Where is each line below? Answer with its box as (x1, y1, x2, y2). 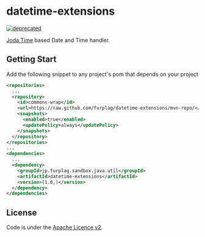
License (6, 207, 37, 218)
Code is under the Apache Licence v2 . (6, 224, 103, 231)
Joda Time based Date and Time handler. (6, 36, 110, 43)
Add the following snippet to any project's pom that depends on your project (6, 70, 198, 78)
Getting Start (6, 54, 57, 65)
